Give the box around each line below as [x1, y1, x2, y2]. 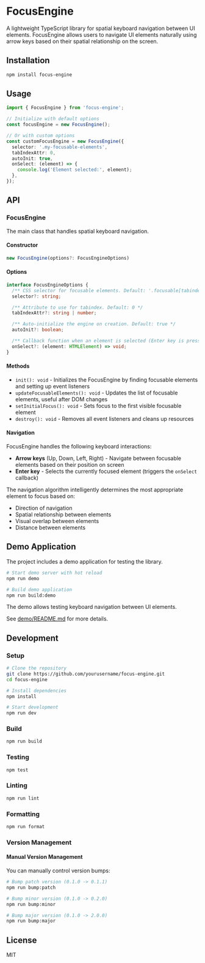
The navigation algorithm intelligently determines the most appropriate [6, 486, 184, 494]
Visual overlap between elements [15, 518, 99, 525]
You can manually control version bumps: [6, 867, 110, 874]
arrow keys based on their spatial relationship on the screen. [6, 37, 159, 45]
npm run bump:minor [6, 901, 56, 907]
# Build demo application [6, 586, 72, 592]
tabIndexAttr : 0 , [12, 149, 56, 156]
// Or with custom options [6, 133, 75, 139]
